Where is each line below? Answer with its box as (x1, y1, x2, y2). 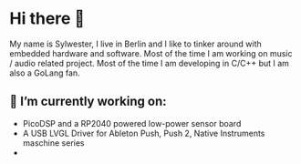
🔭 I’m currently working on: (9, 94, 167, 109)
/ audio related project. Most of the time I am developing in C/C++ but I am (9, 57, 290, 68)
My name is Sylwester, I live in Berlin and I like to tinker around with (9, 38, 262, 49)
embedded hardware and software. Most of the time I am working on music (9, 47, 293, 58)
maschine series (22, 137, 85, 149)
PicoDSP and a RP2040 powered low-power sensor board (22, 118, 242, 128)
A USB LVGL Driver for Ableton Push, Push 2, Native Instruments (22, 128, 265, 138)
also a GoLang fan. (9, 67, 80, 78)
